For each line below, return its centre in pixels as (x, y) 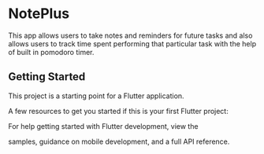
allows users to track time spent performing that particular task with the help (132, 43)
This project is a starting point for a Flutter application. (96, 96)
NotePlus (39, 14)
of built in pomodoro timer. (51, 52)
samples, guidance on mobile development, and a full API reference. (119, 141)
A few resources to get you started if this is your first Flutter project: (118, 111)
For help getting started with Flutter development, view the (103, 126)
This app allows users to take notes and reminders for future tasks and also (130, 35)
